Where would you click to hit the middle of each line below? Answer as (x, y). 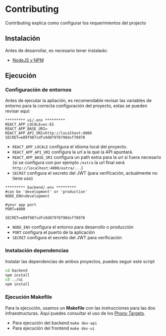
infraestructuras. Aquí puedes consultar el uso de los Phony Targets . (75, 313)
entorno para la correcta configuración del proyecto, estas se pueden (76, 106)
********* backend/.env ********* (41, 188)
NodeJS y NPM (28, 60)
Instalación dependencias (37, 251)
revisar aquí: (18, 111)
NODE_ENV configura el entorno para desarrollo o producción (73, 227)
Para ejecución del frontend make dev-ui (54, 328)
